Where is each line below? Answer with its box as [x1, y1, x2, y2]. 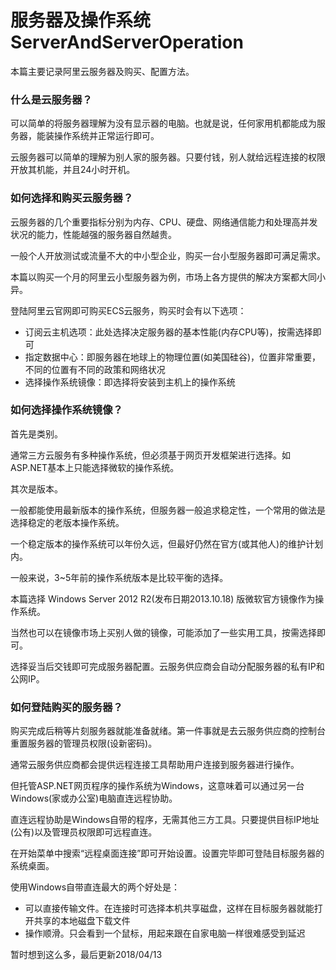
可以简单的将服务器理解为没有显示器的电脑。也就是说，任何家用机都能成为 [10, 117, 317, 130]
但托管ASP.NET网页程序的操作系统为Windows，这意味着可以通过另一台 [10, 780, 305, 792]
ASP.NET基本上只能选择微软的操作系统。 [10, 461, 180, 473]
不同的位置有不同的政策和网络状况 [24, 363, 166, 375]
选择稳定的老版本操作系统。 [10, 516, 125, 528]
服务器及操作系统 [10, 9, 152, 32]
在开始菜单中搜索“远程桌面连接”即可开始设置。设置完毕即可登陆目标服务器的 [10, 847, 325, 860]
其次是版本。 [10, 482, 63, 495]
